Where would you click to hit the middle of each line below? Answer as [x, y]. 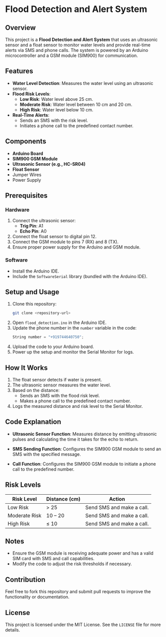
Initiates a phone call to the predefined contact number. [77, 125]
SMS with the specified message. [46, 454]
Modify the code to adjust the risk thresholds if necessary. [72, 564]
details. [13, 630]
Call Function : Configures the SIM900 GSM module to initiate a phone [84, 464]
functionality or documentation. [37, 597]
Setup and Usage [32, 292]
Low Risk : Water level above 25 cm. [56, 99]
